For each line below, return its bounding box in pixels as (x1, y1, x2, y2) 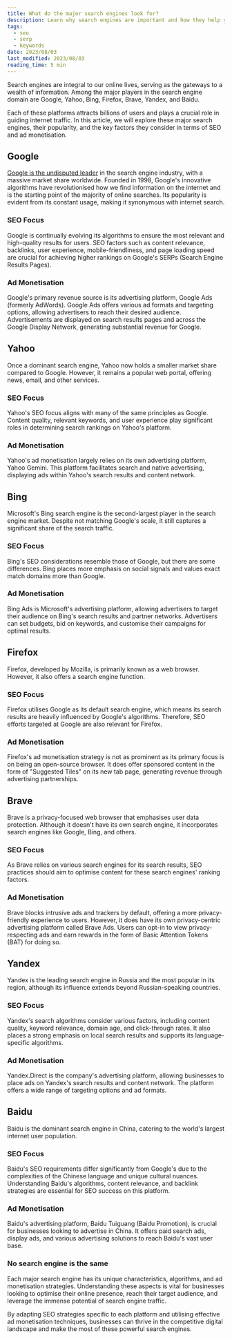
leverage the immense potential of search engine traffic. (7, 1296, 167, 1305)
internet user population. (7, 1131, 77, 1140)
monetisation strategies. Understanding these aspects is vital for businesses (7, 1282, 224, 1290)
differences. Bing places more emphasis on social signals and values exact (7, 564, 220, 573)
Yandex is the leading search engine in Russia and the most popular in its (7, 976, 215, 984)
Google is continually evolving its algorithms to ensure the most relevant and (7, 231, 224, 239)
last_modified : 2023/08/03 (7, 55, 85, 62)
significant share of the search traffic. (7, 524, 115, 533)
